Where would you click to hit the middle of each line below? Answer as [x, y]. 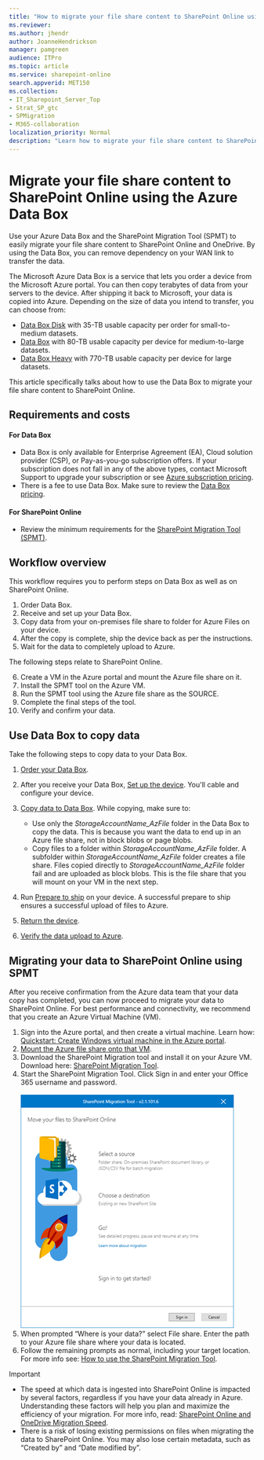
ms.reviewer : [30, 25]
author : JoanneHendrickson [53, 42]
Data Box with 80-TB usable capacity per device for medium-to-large [132, 341]
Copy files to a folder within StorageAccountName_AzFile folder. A [139, 849]
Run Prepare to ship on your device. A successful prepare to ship [125, 897]
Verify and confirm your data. [68, 710]
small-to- [215, 325]
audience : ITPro [35, 58]
